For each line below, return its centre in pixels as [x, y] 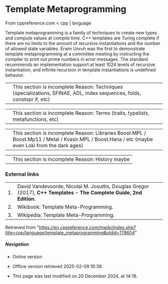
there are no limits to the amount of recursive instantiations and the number [83, 43]
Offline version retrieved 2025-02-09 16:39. [57, 267]
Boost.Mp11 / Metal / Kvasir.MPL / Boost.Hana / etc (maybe [83, 139]
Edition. [26, 199]
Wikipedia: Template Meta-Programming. [66, 215]
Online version [27, 257]
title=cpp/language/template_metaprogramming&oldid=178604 [70, 233]
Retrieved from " [22, 228]
